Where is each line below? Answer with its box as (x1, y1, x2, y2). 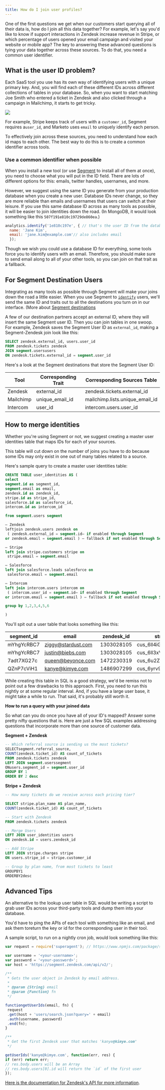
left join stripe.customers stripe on (5, 549, 84, 555)
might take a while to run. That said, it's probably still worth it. (5, 694, 130, 700)
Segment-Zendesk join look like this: (5, 330, 79, 336)
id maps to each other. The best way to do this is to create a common (5, 139, 145, 145)
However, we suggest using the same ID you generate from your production (5, 187, 159, 193)
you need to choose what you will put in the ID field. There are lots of (5, 173, 145, 178)
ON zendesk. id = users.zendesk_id (5, 837, 76, 842)
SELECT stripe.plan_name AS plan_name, (5, 801, 87, 806)
